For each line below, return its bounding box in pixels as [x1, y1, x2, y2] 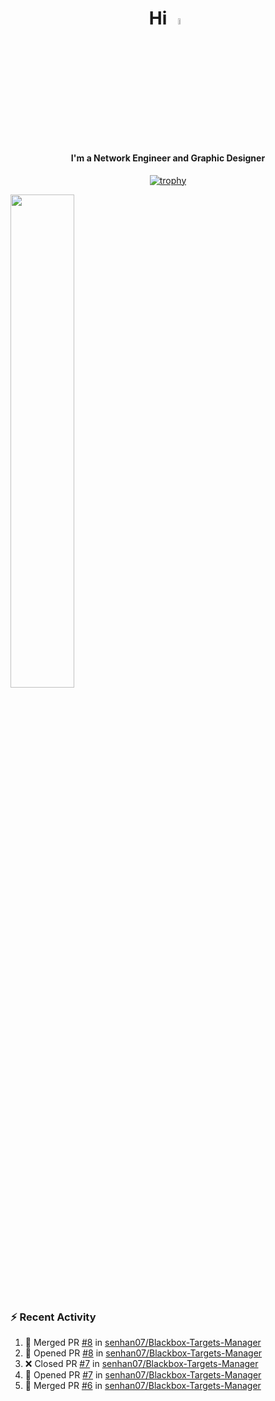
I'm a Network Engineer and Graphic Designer [70, 152, 266, 164]
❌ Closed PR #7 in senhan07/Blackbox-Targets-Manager [24, 1357, 259, 1369]
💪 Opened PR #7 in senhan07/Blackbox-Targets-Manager [24, 1368, 262, 1381]
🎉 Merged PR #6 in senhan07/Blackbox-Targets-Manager [24, 1379, 262, 1391]
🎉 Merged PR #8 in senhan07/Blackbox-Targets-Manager [24, 1336, 262, 1348]
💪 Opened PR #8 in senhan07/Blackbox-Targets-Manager [24, 1347, 263, 1359]
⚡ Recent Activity [10, 1310, 97, 1324]
